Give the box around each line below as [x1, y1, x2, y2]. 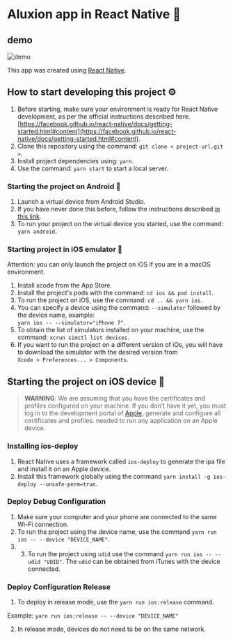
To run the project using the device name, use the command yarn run [17, 527, 217, 536]
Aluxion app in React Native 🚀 [7, 6, 181, 22]
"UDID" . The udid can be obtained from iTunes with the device [43, 557, 220, 565]
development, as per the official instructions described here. [17, 112, 191, 121]
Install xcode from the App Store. [17, 281, 113, 290]
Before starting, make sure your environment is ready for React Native [17, 105, 218, 113]
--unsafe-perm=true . [39, 479, 97, 488]
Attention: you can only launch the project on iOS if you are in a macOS [7, 260, 211, 269]
